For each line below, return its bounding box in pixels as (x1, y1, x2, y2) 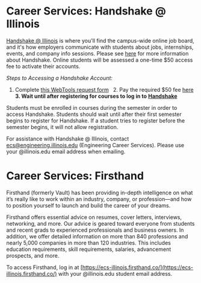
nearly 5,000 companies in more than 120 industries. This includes (6, 239, 172, 246)
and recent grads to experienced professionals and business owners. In (6, 226, 184, 234)
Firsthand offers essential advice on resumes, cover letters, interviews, (6, 213, 182, 221)
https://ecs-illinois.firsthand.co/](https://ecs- (82, 264, 194, 271)
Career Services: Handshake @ (6, 4, 167, 18)
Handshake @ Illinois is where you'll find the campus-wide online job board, (6, 37, 194, 44)
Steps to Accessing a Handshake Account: (6, 74, 113, 81)
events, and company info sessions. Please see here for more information (6, 49, 189, 57)
